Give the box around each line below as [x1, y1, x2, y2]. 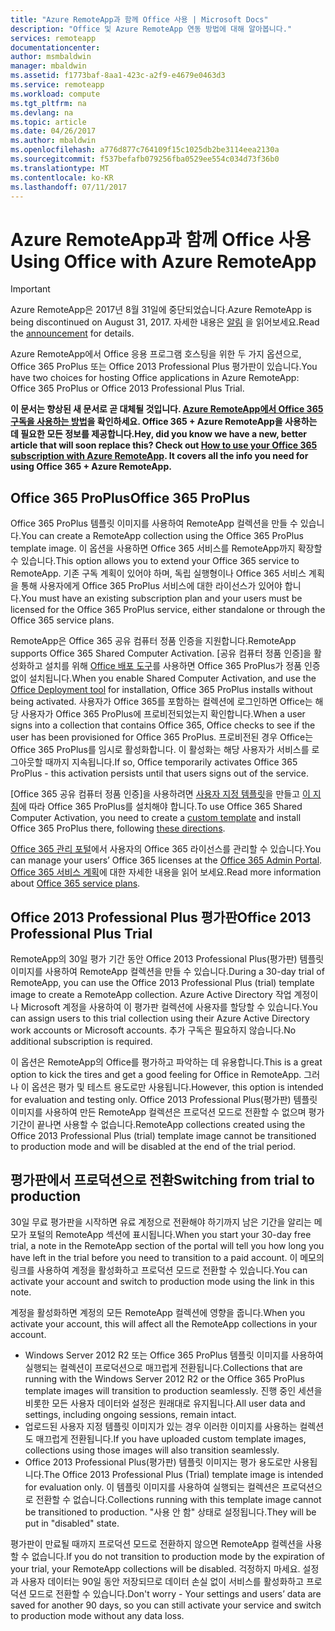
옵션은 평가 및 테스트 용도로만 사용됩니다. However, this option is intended [31, 1081, 324, 1093]
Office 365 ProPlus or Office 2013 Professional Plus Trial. [10, 382, 245, 395]
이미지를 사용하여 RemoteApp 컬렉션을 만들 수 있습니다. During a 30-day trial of [10, 965, 325, 977]
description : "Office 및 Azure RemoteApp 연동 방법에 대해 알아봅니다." [10, 24, 293, 34]
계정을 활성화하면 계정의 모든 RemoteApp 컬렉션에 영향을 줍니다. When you [10, 1306, 306, 1318]
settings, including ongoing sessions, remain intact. [24, 1408, 237, 1420]
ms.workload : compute [10, 89, 101, 99]
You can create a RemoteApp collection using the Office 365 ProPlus [20, 530, 304, 542]
